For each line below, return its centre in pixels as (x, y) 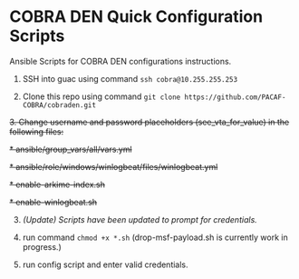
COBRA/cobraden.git (59, 105)
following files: (37, 131)
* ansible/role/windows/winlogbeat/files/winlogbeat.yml (114, 166)
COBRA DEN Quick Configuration (136, 17)
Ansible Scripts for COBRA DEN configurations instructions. (121, 61)
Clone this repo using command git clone (101, 96)
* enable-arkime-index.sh (58, 184)
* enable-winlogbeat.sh (53, 202)
